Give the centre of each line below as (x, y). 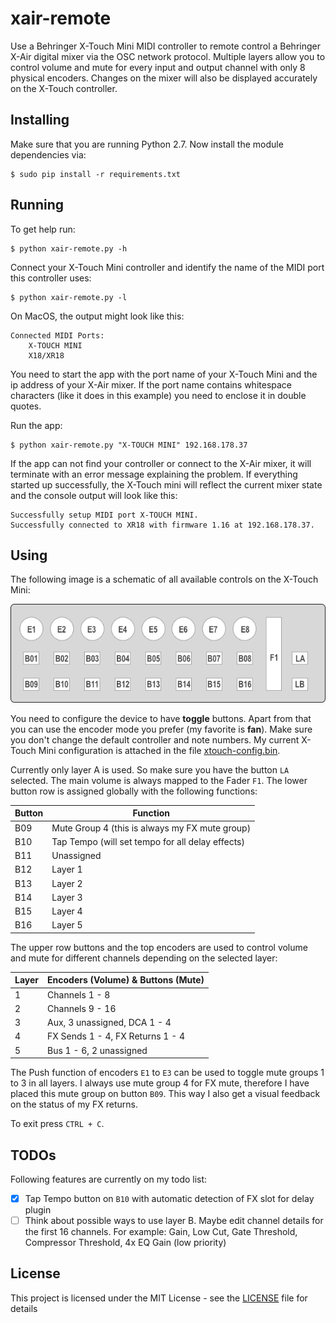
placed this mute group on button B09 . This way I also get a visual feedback (165, 1094)
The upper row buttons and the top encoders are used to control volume (159, 947)
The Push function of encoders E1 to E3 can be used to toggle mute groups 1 (167, 1073)
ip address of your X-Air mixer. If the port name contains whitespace (151, 384)
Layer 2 (67, 883)
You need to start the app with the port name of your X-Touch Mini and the (164, 374)
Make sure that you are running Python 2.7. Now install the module (147, 144)
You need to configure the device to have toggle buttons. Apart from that (161, 718)
